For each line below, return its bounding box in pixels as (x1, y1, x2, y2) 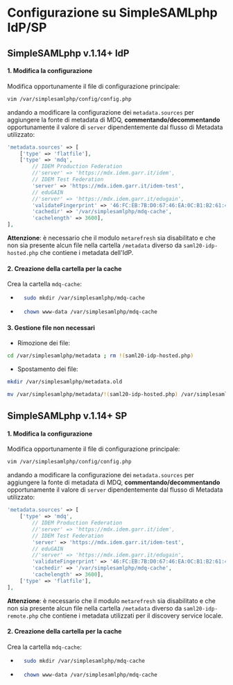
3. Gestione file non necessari (7, 323, 96, 331)
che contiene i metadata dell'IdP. (40, 249, 134, 257)
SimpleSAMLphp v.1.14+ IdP (7, 47, 130, 59)
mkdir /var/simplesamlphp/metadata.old (7, 379, 123, 386)
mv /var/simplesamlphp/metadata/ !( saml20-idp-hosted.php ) (7, 390, 178, 397)
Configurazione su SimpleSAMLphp (7, 5, 218, 21)
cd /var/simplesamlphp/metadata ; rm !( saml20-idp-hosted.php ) (7, 352, 194, 359)
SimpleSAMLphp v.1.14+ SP (7, 410, 128, 422)
